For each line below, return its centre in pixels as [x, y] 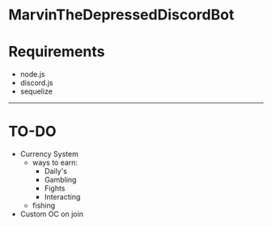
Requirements [57, 52]
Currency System [49, 154]
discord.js [36, 83]
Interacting [62, 197]
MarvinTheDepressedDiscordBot [121, 15]
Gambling [60, 180]
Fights [55, 188]
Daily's [55, 171]
